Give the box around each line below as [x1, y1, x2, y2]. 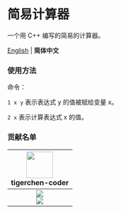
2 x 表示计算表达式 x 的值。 [7, 113, 88, 121]
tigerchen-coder [11, 177, 69, 187]
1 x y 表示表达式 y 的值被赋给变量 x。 [7, 98, 118, 107]
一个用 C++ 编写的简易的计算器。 [7, 31, 105, 40]
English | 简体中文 [7, 46, 59, 54]
